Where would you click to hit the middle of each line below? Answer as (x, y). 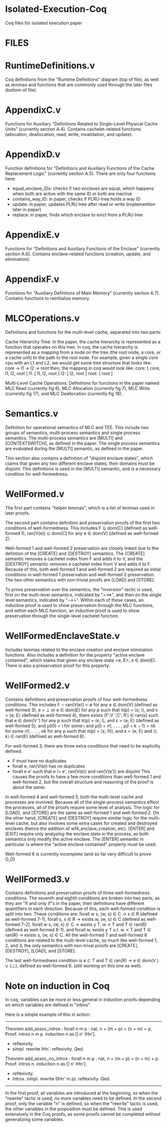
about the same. (29, 787)
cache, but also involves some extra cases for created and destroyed (86, 823)
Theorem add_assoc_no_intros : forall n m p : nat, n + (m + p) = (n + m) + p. (82, 1058)
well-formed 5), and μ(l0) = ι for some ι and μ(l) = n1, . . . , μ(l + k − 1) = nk (80, 726)
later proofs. (18, 513)
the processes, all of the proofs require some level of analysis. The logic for (83, 807)
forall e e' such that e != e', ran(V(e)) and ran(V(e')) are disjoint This (81, 771)
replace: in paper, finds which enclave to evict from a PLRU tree (78, 215)
